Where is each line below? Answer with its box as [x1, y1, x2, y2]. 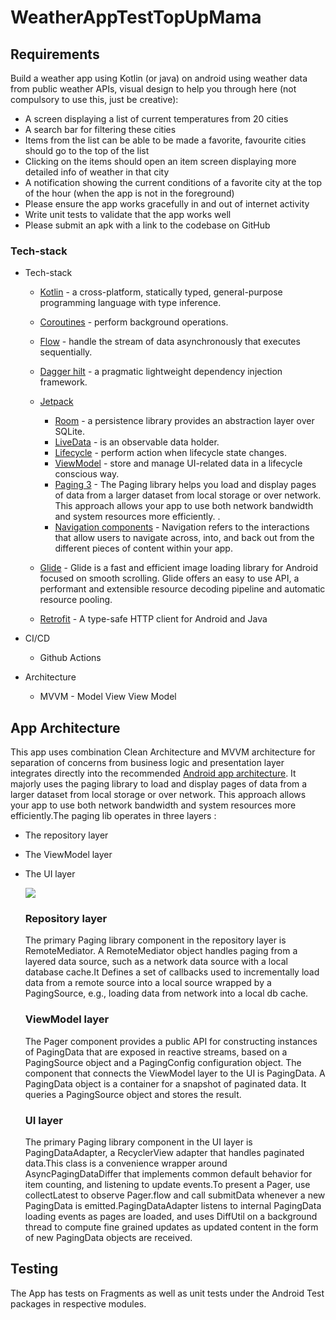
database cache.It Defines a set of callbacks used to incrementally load [24, 966, 320, 978]
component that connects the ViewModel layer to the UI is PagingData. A [24, 1067, 326, 1079]
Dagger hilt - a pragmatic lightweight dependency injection [39, 366, 283, 378]
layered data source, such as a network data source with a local [24, 956, 288, 968]
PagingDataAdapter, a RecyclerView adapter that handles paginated [24, 1147, 305, 1158]
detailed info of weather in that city [24, 166, 170, 178]
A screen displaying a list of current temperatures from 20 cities [24, 113, 289, 125]
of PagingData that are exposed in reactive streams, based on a [24, 1046, 288, 1058]
